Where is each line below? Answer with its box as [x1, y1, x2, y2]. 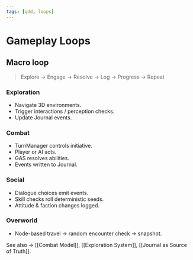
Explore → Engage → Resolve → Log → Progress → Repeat [20, 73, 165, 80]
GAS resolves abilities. [14, 155, 70, 162]
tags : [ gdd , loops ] [6, 8, 54, 15]
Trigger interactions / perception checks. [14, 108, 115, 115]
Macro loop [6, 57, 49, 68]
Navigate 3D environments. [14, 101, 82, 108]
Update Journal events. [14, 113, 72, 121]
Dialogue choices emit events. [14, 189, 89, 196]
